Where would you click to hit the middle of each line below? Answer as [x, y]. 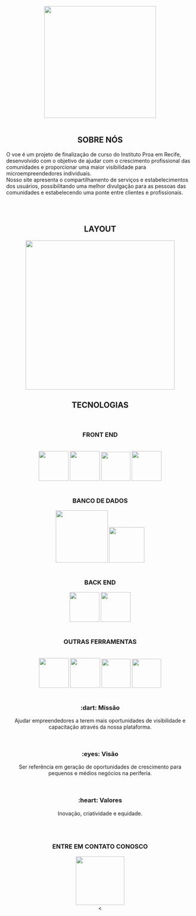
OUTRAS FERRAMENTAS [100, 642]
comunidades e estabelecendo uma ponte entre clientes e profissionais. [95, 192]
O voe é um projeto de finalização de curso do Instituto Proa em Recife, [94, 154]
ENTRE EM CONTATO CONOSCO [100, 847]
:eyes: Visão [100, 754]
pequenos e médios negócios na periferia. [100, 773]
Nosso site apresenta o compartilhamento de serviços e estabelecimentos [97, 180]
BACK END [100, 582]
